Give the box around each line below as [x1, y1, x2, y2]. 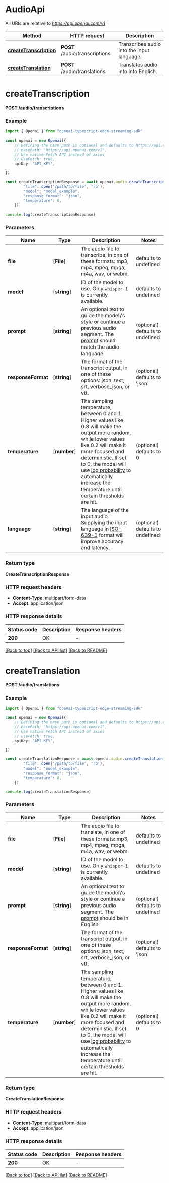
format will [99, 532, 124, 539]
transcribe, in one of [81, 252, 129, 259]
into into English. [118, 67, 157, 75]
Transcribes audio [118, 40, 161, 47]
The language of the [81, 507, 129, 514]
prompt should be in [81, 914, 129, 921]
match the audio [81, 343, 120, 351]
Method [22, 32, 42, 39]
